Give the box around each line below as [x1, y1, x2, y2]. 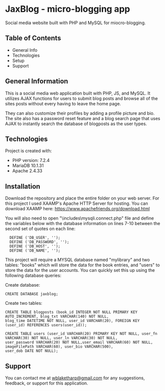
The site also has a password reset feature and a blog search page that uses [5, 115, 161, 121]
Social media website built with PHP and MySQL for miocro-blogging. [5, 20, 146, 26]
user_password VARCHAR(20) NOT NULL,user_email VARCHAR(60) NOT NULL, [5, 340, 153, 345]
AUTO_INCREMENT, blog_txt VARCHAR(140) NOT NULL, [5, 314, 109, 319]
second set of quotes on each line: [5, 226, 75, 232]
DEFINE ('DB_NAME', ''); [9, 248, 61, 253]
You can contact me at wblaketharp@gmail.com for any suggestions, [5, 375, 145, 381]
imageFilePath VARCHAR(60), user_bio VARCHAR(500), [5, 344, 113, 349]
